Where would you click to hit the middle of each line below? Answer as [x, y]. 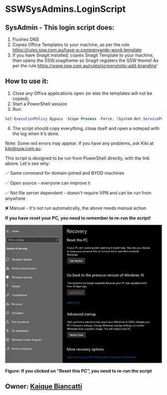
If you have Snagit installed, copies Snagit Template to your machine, [83, 55]
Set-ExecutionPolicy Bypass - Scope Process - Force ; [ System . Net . [74, 119]
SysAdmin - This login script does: [60, 28]
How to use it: [27, 81]
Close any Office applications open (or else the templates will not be [82, 93]
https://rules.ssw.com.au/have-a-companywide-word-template [77, 50]
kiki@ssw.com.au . [24, 148]
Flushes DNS [26, 39]
